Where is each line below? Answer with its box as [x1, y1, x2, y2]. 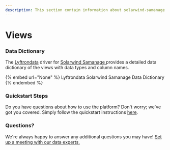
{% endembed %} [5, 80, 43, 86]
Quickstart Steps [5, 93, 48, 100]
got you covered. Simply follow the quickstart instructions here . [5, 109, 138, 115]
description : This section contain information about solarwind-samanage [5, 7, 165, 13]
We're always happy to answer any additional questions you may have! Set [5, 133, 162, 140]
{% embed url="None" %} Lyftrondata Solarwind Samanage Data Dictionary [5, 74, 164, 80]
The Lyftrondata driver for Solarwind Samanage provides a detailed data [5, 59, 157, 65]
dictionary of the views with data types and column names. [5, 65, 129, 71]
